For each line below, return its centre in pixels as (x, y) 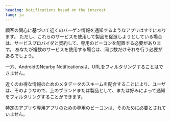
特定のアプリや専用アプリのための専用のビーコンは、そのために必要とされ (83, 108)
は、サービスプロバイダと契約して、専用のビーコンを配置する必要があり (81, 43)
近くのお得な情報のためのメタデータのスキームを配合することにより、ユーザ (86, 84)
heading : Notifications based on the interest (56, 10)
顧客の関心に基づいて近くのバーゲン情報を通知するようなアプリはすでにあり (86, 30)
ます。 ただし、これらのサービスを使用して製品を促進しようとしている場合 (84, 36)
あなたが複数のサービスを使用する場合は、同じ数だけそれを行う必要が (89, 49)
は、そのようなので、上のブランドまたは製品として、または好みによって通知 (86, 90)
